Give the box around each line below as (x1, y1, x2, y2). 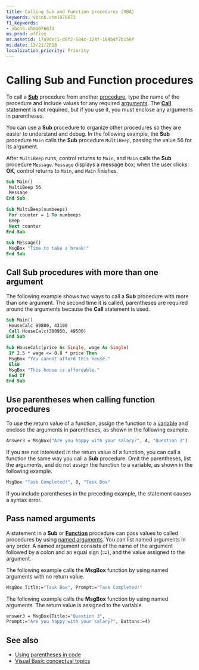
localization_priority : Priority (6, 48, 89, 54)
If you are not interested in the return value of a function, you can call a (6, 448, 181, 455)
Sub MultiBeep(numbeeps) (6, 207, 68, 213)
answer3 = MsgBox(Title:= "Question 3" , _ (6, 613, 111, 619)
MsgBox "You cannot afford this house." (8, 356, 111, 362)
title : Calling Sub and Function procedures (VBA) (6, 8, 135, 15)
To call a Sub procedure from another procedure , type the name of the (6, 93, 180, 100)
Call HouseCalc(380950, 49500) (8, 328, 86, 334)
